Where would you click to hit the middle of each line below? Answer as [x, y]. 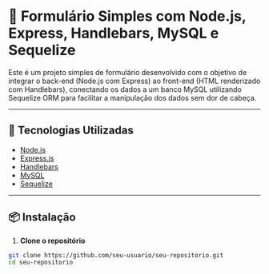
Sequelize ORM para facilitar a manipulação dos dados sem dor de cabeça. [132, 97]
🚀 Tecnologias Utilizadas [71, 131]
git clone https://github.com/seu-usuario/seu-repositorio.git [116, 255]
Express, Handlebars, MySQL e [114, 33]
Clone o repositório [52, 240]
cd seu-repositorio [41, 263]
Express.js [37, 158]
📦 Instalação [42, 218]
